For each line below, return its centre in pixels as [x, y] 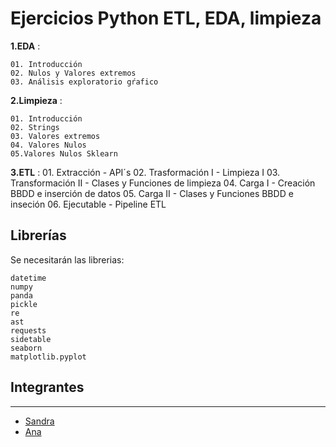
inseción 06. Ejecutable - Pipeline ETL [88, 204]
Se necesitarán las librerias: [67, 259]
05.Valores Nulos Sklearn [64, 153]
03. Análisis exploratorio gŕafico [84, 82]
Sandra [39, 421]
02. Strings [35, 127]
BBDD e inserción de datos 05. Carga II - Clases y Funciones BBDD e [152, 193]
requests [28, 330]
